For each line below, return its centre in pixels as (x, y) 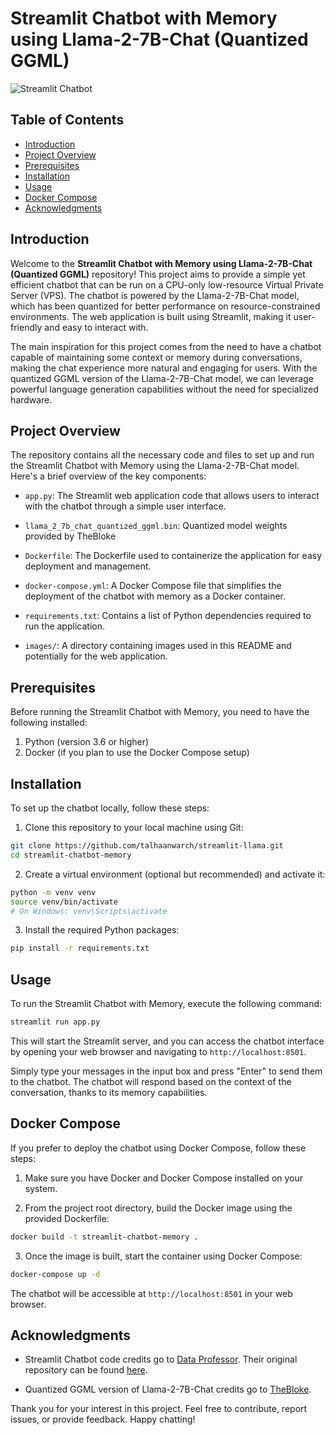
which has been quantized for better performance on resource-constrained (165, 306)
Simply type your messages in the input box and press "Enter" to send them (166, 1071)
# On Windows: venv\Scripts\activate (89, 911)
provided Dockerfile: (67, 1218)
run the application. (64, 626)
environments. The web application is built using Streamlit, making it (151, 316)
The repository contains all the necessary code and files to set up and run (162, 455)
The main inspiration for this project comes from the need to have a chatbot (166, 346)
